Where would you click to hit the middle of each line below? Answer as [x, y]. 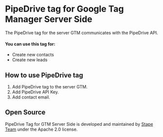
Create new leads [30, 60]
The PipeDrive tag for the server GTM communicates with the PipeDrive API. [81, 33]
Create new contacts [33, 55]
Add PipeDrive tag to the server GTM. [50, 86]
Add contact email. [31, 97]
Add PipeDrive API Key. [36, 92]
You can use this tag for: [30, 44]
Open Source [25, 112]
